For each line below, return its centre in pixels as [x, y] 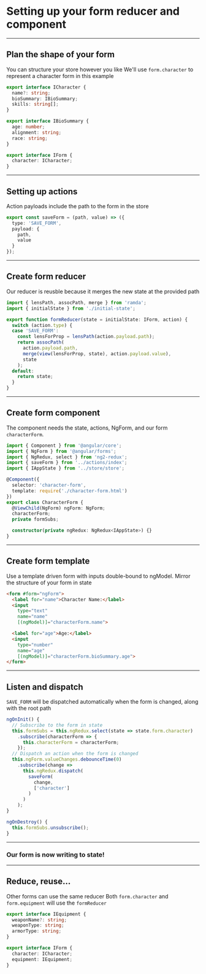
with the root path [29, 709]
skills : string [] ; [36, 104]
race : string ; [30, 138]
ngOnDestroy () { [27, 822]
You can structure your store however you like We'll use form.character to [100, 69]
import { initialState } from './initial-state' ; [71, 308]
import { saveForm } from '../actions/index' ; [67, 463]
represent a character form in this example [60, 76]
